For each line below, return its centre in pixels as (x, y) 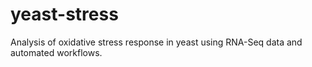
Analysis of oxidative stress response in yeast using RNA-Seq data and (156, 42)
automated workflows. (56, 52)
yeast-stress (64, 14)
